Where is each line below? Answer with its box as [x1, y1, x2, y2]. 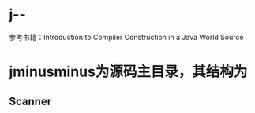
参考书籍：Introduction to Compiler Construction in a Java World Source [9, 32, 244, 42]
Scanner [9, 94, 52, 108]
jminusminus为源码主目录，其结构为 [9, 63, 248, 81]
